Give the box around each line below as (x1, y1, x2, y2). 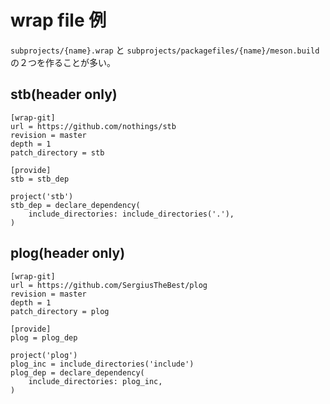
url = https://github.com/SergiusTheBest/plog (10, 280, 208, 290)
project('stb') (10, 191, 74, 201)
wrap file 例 (10, 9, 107, 32)
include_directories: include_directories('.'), (28, 209, 235, 219)
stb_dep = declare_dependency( (10, 200, 141, 210)
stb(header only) (10, 86, 118, 103)
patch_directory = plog (10, 306, 110, 316)
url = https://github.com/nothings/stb (10, 121, 177, 131)
